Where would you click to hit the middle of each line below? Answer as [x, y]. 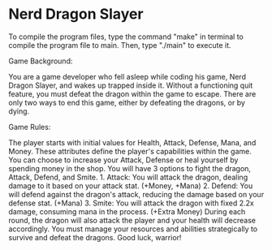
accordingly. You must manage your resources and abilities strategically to [133, 229]
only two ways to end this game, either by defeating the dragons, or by [127, 102]
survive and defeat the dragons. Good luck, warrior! [95, 237]
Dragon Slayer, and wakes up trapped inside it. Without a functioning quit [131, 85]
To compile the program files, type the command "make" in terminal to [126, 37]
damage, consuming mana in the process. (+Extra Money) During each [127, 211]
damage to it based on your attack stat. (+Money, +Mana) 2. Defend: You [131, 185]
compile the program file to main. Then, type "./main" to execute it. [120, 45]
